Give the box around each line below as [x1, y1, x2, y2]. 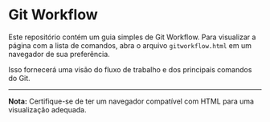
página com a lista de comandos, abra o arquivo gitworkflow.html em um [8, 40, 252, 50]
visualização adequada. [8, 104, 87, 114]
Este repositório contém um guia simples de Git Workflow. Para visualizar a [8, 32, 256, 42]
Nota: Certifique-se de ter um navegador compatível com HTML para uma [8, 96, 255, 106]
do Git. [8, 73, 31, 83]
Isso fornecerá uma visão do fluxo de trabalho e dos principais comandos [8, 64, 252, 74]
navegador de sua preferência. [8, 49, 110, 59]
